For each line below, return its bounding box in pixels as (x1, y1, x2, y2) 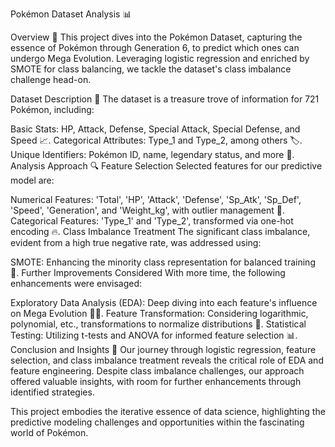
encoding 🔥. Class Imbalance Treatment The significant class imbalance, (10, 226, 311, 237)
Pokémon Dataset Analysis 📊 (10, 8, 132, 20)
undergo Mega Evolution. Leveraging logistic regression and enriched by (10, 53, 310, 64)
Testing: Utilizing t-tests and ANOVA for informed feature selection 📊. (10, 329, 298, 341)
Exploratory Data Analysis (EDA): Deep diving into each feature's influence (10, 297, 318, 308)
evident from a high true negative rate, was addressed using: (10, 237, 262, 248)
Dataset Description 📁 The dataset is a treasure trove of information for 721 (10, 93, 320, 105)
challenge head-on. (10, 74, 92, 85)
